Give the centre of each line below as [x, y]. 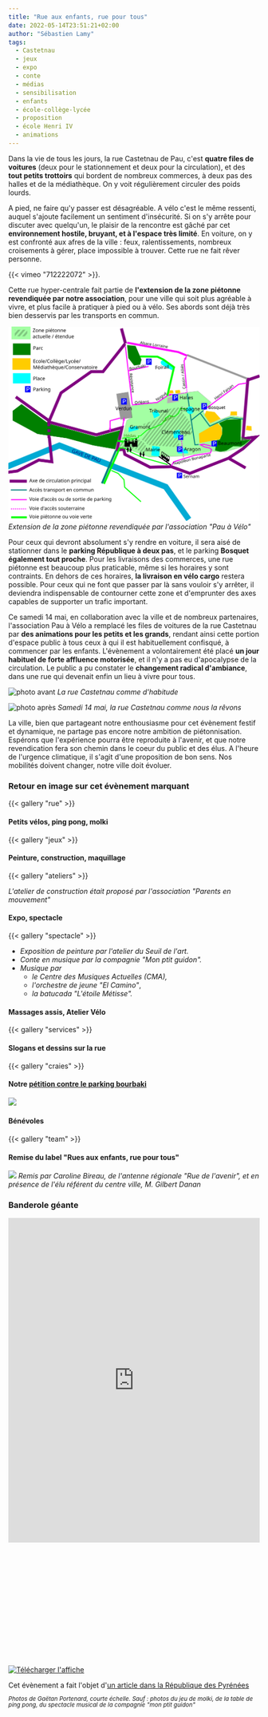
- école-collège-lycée [53, 109]
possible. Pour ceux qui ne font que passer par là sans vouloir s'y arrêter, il [131, 585]
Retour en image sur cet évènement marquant [99, 786]
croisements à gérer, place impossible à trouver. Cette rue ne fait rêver [124, 250]
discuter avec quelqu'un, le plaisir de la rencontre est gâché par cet [119, 225]
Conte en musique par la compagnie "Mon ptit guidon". [110, 960]
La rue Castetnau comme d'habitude [118, 692]
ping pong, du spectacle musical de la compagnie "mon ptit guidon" [102, 1705]
